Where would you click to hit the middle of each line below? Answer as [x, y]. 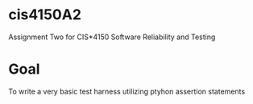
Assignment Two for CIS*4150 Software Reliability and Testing [112, 37]
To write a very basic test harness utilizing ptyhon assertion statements [127, 91]
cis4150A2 [45, 15]
